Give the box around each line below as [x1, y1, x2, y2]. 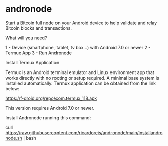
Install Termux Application [5, 59, 60, 65]
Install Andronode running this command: [5, 114, 91, 121]
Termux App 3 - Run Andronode [5, 50, 72, 56]
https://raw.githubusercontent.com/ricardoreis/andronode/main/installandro [5, 129, 163, 136]
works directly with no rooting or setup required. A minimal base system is [5, 75, 160, 81]
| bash [23, 135, 36, 141]
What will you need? [5, 35, 47, 41]
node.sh [5, 135, 23, 141]
